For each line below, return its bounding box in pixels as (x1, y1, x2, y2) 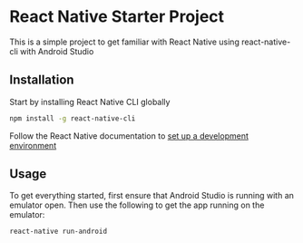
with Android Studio (19, 45, 94, 56)
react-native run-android (9, 227, 107, 237)
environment (9, 140, 57, 151)
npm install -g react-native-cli (9, 113, 136, 123)
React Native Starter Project (9, 6, 225, 27)
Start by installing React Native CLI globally (9, 96, 171, 107)
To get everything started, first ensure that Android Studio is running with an (9, 190, 295, 201)
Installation (9, 73, 74, 88)
